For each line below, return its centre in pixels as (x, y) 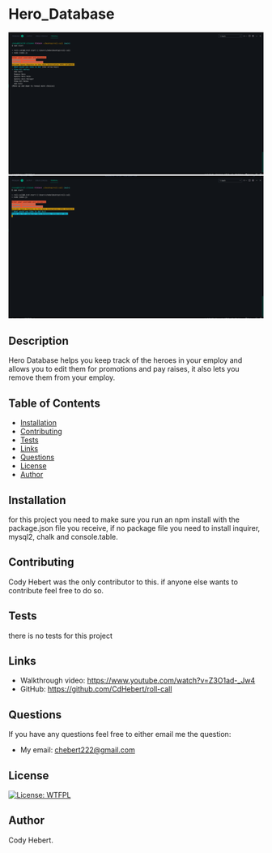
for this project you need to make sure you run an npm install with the (124, 519)
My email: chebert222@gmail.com (77, 750)
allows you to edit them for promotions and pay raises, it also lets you (124, 369)
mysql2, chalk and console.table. (64, 536)
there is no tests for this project (61, 635)
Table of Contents (55, 403)
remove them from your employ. (62, 377)
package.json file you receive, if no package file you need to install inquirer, (134, 528)
